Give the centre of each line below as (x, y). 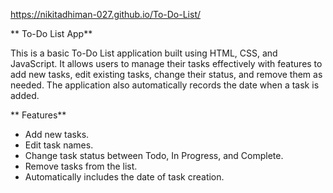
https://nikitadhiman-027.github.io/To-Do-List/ (106, 14)
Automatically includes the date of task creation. (124, 177)
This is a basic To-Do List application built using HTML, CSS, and (144, 53)
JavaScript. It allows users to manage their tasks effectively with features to (166, 63)
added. (25, 95)
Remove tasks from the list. (81, 166)
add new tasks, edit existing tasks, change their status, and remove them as (166, 74)
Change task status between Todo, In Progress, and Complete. (154, 155)
